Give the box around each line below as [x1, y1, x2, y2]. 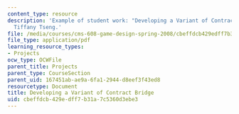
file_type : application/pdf [7, 37, 91, 44]
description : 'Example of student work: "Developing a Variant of [7, 17, 208, 24]
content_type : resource [7, 10, 78, 18]
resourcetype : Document [7, 83, 78, 90]
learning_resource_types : [7, 43, 84, 50]
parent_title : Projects [7, 63, 78, 70]
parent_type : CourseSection [7, 69, 91, 76]
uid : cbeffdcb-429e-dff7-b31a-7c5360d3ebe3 [7, 96, 139, 103]
